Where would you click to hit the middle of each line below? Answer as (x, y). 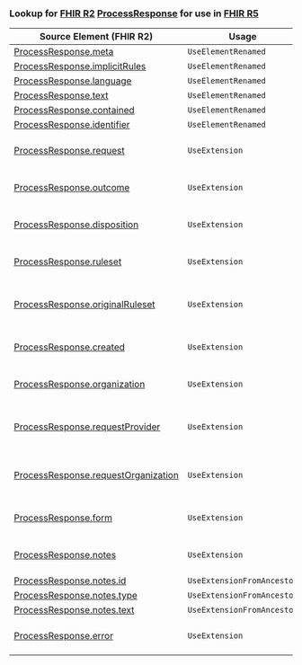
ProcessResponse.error (64, 636)
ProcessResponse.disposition (76, 225)
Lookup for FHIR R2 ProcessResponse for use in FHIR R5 (134, 13)
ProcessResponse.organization (80, 385)
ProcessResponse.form (63, 518)
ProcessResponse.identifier (72, 125)
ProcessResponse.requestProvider (87, 427)
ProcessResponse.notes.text (74, 610)
